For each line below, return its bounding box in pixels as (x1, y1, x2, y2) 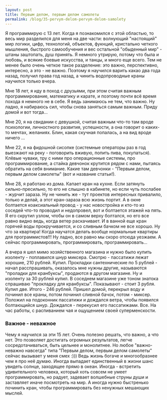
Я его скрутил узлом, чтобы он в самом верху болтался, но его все (5, 213, 150, 219)
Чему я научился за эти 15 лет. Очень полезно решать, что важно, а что (5, 331, 159, 337)
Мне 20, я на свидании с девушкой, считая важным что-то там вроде (5, 119, 154, 125)
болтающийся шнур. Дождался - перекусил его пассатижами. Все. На (5, 302, 157, 308)
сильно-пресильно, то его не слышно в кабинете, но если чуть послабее (5, 186, 162, 192)
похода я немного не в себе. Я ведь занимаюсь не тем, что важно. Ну (5, 99, 156, 105)
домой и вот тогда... (5, 109, 48, 115)
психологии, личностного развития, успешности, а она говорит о (5, 124, 145, 130)
